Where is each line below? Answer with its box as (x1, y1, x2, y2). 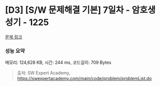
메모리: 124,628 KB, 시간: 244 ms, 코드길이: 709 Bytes (5, 59, 112, 65)
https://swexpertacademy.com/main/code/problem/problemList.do (17, 76, 152, 82)
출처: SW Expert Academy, (17, 70, 70, 76)
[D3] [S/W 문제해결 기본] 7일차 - (5, 4, 130, 16)
